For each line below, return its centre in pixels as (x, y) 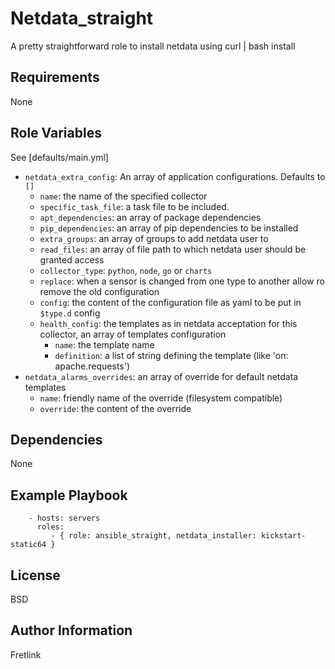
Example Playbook (69, 495)
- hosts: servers (64, 518)
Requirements (55, 77)
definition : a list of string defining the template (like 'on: (171, 355)
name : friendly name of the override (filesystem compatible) (161, 398)
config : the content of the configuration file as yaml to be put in (170, 302)
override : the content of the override (115, 408)
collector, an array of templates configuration (133, 334)
